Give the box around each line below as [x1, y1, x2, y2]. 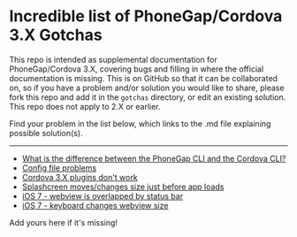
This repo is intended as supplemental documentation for [9, 54, 218, 65]
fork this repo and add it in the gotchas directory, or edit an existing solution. [9, 91, 286, 103]
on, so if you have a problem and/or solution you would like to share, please [9, 82, 285, 93]
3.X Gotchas [9, 25, 103, 45]
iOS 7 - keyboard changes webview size [21, 200, 169, 210]
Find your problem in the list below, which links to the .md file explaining [9, 118, 271, 129]
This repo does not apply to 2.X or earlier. [9, 101, 161, 111]
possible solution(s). [9, 127, 83, 138]
